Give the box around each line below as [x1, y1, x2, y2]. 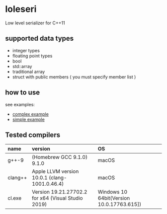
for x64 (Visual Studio [32, 195, 83, 202]
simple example [12, 116, 45, 122]
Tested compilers [5, 131, 61, 139]
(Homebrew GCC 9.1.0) [32, 154, 88, 161]
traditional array [12, 69, 45, 74]
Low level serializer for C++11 [5, 20, 66, 26]
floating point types [12, 53, 53, 59]
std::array [12, 63, 32, 69]
